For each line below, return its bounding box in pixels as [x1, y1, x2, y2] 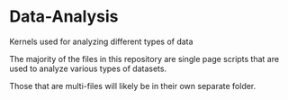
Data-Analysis [9, 6, 119, 27]
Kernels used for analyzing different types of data [9, 36, 193, 47]
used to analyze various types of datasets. [9, 63, 167, 74]
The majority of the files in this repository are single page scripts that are [9, 53, 280, 64]
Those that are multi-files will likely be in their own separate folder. [9, 80, 256, 91]
